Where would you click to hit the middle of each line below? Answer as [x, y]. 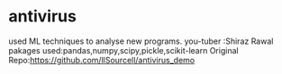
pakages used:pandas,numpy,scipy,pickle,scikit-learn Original [124, 50]
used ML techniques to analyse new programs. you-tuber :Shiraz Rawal [141, 41]
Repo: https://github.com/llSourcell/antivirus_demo [102, 60]
